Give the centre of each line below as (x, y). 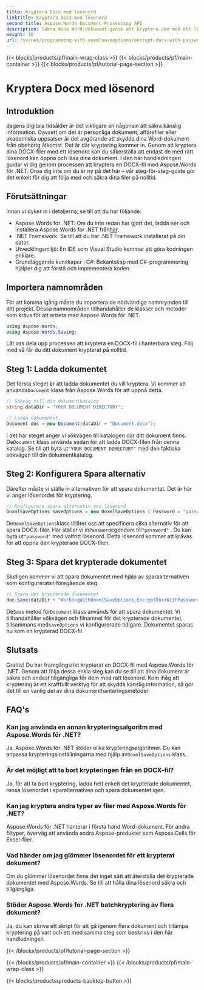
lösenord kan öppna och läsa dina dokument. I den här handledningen (94, 158)
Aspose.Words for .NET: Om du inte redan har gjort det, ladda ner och (102, 223)
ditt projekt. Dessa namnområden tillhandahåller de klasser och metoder (97, 309)
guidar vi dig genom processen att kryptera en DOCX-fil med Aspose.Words (101, 164)
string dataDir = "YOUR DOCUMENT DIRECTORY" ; (65, 407)
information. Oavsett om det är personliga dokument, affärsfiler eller (91, 132)
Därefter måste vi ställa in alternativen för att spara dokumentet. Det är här (99, 488)
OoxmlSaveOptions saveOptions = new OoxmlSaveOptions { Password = (93, 512)
